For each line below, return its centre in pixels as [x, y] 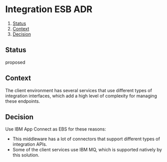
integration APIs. [30, 144]
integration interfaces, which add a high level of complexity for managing [81, 96]
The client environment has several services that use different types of [79, 90]
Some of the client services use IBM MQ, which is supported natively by [87, 150]
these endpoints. [23, 101]
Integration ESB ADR [49, 9]
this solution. [26, 155]
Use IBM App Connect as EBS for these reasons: [56, 129]
